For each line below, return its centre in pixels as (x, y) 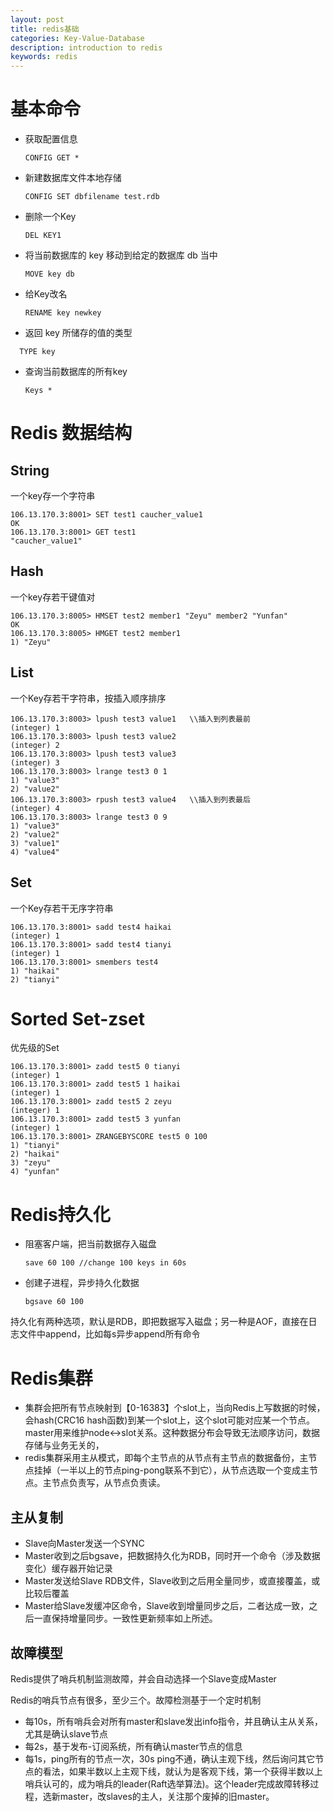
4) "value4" (35, 852)
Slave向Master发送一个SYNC (84, 1543)
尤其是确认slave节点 (66, 1733)
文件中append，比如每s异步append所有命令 (109, 1334)
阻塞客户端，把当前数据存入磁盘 (90, 1244)
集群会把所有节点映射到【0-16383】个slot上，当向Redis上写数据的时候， (175, 1408)
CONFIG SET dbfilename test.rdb (92, 197)
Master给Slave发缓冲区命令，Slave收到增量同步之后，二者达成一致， (167, 1606)
